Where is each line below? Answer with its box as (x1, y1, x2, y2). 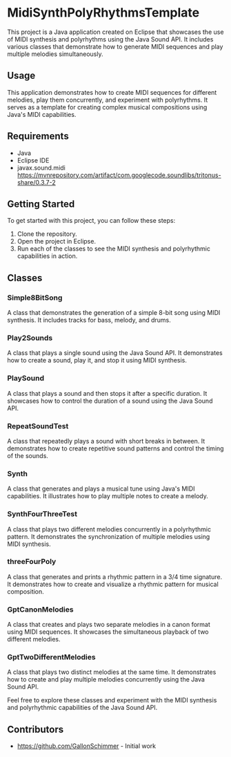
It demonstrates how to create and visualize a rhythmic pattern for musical (7, 580, 219, 588)
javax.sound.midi (17, 163, 66, 172)
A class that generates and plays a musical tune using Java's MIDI (7, 484, 195, 493)
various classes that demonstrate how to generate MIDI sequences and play (7, 42, 223, 51)
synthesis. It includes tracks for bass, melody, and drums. (7, 316, 171, 325)
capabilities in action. (17, 252, 78, 260)
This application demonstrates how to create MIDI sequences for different (7, 88, 217, 96)
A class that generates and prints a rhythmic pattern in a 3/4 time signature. (7, 572, 223, 581)
